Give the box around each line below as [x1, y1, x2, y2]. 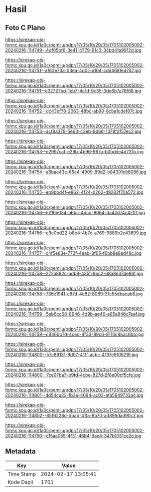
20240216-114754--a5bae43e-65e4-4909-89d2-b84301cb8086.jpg [5, 169, 147, 175]
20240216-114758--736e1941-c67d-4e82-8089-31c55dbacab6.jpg [5, 291, 143, 297]
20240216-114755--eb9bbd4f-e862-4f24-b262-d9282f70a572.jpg [5, 189, 144, 195]
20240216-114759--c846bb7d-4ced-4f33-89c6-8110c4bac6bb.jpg [5, 331, 144, 337]
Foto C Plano [5, 23, 45, 32]
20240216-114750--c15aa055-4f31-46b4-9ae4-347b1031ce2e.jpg [5, 433, 142, 439]
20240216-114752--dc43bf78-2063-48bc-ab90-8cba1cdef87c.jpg [5, 108, 143, 114]
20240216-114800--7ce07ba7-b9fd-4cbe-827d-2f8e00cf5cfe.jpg [5, 372, 141, 378]
